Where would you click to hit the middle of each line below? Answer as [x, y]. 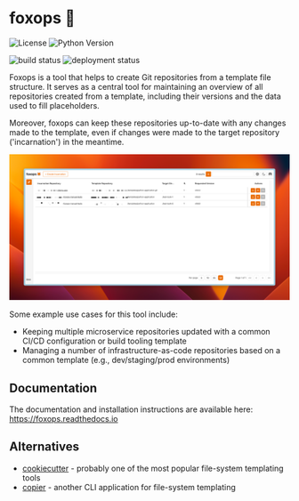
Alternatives [44, 447]
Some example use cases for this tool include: [93, 314]
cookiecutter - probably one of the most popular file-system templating [153, 468]
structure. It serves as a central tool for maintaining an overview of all [136, 86]
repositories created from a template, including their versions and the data [145, 96]
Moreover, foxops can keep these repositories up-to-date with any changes [148, 123]
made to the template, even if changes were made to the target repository [145, 132]
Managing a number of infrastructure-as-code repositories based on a [151, 351]
